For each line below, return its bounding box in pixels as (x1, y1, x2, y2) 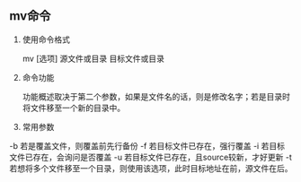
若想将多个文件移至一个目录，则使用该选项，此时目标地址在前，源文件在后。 (9, 162, 293, 173)
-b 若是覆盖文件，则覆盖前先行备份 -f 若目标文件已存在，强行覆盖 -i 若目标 (9, 140, 286, 151)
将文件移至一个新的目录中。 (22, 102, 126, 113)
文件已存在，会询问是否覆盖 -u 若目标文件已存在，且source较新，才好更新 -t (9, 152, 292, 162)
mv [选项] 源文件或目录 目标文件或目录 (22, 53, 164, 64)
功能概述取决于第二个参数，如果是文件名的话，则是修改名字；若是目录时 (22, 91, 290, 101)
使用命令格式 (22, 34, 70, 45)
